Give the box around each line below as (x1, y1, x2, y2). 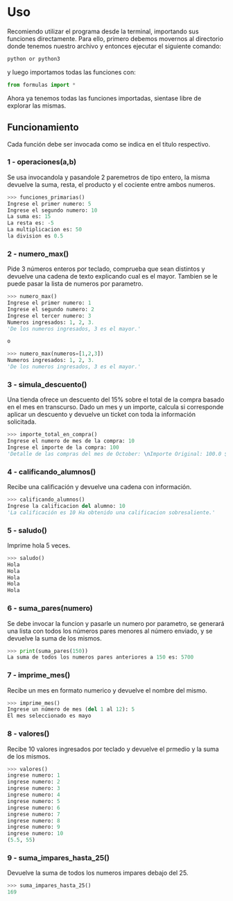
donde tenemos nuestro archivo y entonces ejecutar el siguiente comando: (7, 42, 222, 50)
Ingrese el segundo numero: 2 (7, 306, 95, 313)
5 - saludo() (7, 525, 47, 535)
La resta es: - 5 (7, 220, 54, 226)
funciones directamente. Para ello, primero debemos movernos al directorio (7, 34, 224, 42)
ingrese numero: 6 (7, 804, 60, 811)
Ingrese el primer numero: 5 (7, 200, 92, 207)
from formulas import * (7, 81, 76, 88)
